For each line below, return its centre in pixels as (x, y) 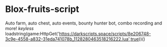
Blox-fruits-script (42, 9)
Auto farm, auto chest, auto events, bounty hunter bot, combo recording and (84, 23)
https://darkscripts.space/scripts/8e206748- (105, 33)
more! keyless (19, 28)
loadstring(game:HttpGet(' (32, 33)
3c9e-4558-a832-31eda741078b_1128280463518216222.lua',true (72, 39)
